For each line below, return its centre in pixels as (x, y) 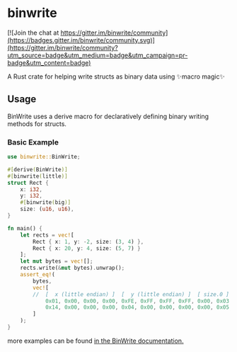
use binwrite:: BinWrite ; (44, 157)
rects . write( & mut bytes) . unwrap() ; (73, 268)
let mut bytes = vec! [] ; (57, 261)
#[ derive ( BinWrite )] (38, 169)
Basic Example (33, 142)
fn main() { (25, 228)
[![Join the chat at (33, 33)
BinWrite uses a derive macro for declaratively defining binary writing (108, 116)
